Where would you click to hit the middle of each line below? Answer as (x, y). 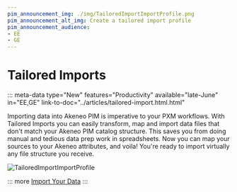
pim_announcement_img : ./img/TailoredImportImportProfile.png (101, 14)
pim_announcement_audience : (49, 27)
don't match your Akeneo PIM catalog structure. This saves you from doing (117, 131)
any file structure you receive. (51, 154)
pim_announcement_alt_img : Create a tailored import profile (99, 21)
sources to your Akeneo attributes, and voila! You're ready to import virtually (118, 147)
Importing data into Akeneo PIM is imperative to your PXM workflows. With (116, 116)
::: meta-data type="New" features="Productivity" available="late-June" (113, 95)
